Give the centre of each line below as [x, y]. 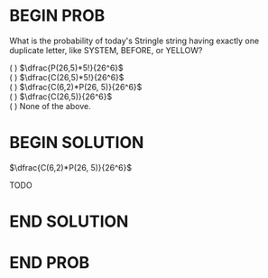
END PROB [50, 263]
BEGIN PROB [57, 16]
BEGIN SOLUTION [77, 143]
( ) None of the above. [51, 106]
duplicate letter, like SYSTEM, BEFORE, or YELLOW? [106, 50]
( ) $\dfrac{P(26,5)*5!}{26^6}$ [66, 68]
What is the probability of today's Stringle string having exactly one [134, 41]
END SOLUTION [69, 222]
